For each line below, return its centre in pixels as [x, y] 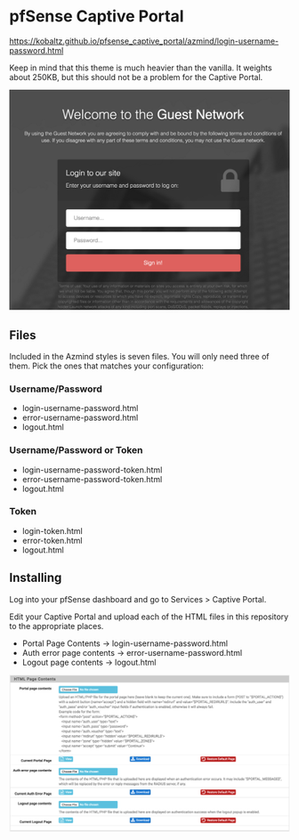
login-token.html [52, 530]
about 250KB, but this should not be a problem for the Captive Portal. [136, 77]
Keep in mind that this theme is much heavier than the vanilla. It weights [141, 68]
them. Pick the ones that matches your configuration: [107, 366]
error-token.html [52, 540]
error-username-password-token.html [92, 479]
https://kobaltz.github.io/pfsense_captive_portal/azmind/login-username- [144, 41]
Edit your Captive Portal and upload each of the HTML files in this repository [149, 617]
